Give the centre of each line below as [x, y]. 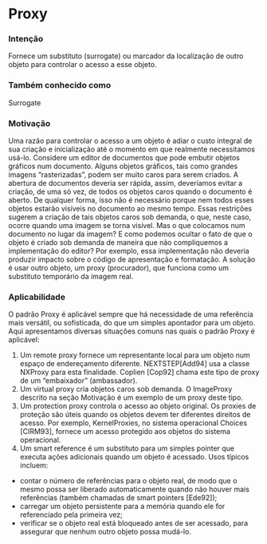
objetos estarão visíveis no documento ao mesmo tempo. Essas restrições [130, 209]
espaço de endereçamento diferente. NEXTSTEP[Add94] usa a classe [135, 364]
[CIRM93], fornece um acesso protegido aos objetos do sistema [125, 432]
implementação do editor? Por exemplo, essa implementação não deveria [129, 251]
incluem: [34, 465]
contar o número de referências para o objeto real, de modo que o [128, 481]
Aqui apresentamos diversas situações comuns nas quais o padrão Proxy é [132, 331]
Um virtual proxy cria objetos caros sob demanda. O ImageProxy [126, 389]
